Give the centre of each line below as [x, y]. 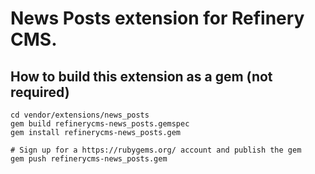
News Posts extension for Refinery [157, 18]
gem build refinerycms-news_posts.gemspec [100, 124]
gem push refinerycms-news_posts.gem [89, 159]
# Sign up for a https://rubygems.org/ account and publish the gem [156, 150]
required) [40, 92]
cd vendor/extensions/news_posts [80, 115]
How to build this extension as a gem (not [141, 76]
